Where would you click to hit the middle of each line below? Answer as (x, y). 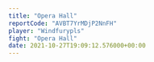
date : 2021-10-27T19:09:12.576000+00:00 (77, 46)
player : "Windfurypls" (46, 31)
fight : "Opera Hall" (43, 38)
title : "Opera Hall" (43, 16)
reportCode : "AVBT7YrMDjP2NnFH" (62, 23)
